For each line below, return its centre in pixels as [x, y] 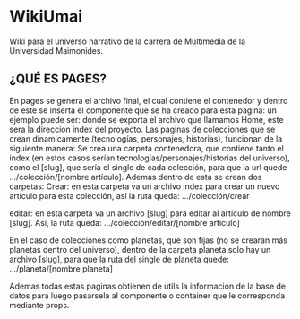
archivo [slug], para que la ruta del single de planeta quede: [120, 259]
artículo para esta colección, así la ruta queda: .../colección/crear [129, 195]
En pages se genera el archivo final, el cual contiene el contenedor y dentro [149, 100]
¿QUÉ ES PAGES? [58, 79]
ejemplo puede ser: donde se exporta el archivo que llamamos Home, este [146, 119]
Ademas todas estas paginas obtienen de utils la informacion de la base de [148, 286]
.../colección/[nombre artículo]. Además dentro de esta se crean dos [136, 177]
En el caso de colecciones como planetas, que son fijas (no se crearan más [149, 240]
